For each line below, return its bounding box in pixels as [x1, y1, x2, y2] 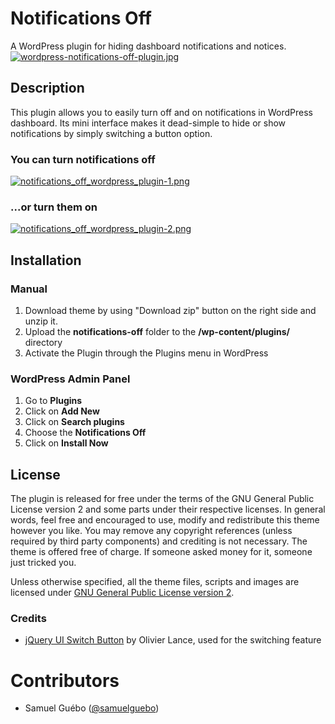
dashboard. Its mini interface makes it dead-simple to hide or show [10, 117, 287, 129]
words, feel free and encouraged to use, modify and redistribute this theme [10, 514, 320, 526]
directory [24, 337, 63, 349]
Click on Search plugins [24, 416, 125, 428]
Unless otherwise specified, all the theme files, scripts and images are [10, 576, 300, 588]
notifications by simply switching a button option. [10, 127, 213, 139]
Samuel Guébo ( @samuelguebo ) [24, 702, 160, 714]
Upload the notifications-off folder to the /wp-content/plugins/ [24, 326, 291, 338]
